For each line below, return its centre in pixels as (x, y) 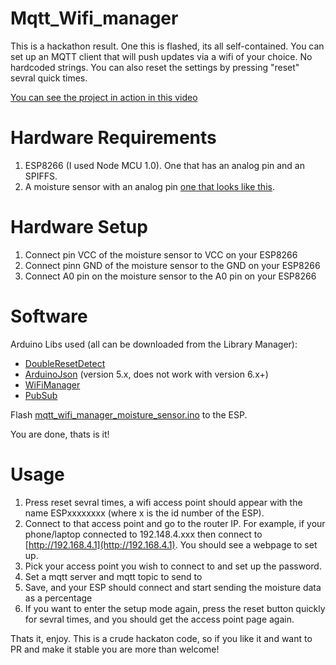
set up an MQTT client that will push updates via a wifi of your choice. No (161, 56)
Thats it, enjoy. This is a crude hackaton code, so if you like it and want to (161, 638)
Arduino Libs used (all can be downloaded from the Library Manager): (154, 344)
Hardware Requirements (113, 138)
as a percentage (58, 598)
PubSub (41, 395)
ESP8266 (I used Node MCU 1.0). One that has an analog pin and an (165, 165)
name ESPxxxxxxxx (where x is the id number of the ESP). (144, 513)
